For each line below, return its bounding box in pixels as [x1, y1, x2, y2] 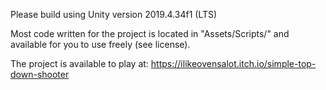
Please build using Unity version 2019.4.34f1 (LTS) [10, 9, 218, 20]
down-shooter [10, 69, 70, 80]
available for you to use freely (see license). [10, 39, 191, 50]
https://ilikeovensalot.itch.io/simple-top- [150, 58, 317, 69]
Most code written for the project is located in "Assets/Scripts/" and [10, 28, 290, 39]
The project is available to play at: [10, 58, 149, 69]
